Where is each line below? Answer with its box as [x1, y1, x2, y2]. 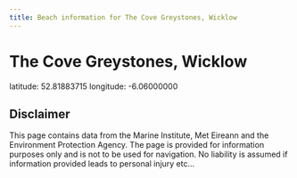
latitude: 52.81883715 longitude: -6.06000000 [9, 81, 178, 92]
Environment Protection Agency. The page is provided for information [9, 140, 265, 150]
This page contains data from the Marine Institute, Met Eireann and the [9, 130, 269, 141]
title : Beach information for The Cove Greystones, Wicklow [9, 12, 238, 22]
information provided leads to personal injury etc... [9, 158, 195, 169]
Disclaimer [9, 106, 70, 121]
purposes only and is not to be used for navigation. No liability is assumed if [9, 149, 288, 160]
